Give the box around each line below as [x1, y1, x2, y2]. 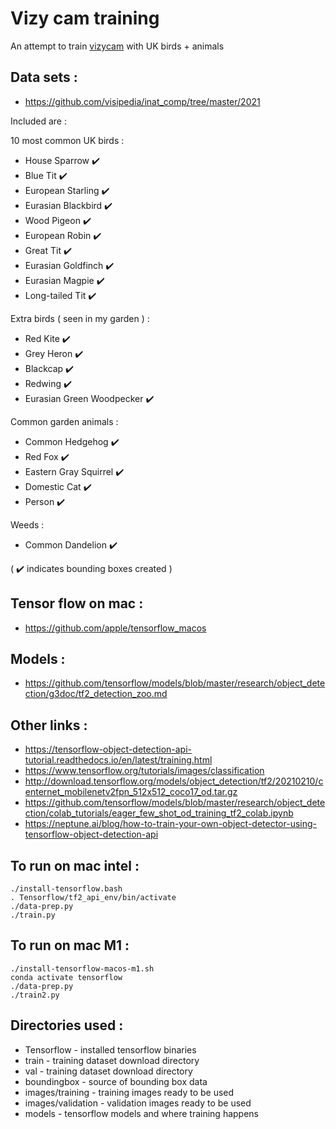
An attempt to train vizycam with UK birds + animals [10, 40, 225, 52]
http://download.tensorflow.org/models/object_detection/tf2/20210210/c [24, 775, 324, 787]
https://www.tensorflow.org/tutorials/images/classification [24, 765, 265, 777]
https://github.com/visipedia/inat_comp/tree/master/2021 [24, 95, 261, 107]
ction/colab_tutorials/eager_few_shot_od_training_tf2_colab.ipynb [24, 807, 294, 819]
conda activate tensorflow [10, 972, 123, 982]
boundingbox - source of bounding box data [24, 1075, 208, 1087]
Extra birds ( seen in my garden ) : [10, 312, 150, 324]
